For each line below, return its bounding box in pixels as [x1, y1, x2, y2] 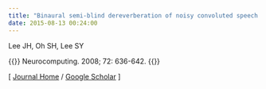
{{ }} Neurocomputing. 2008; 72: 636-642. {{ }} [8, 56, 161, 66]
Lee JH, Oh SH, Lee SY [8, 41, 84, 50]
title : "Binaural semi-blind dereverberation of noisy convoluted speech [8, 11, 259, 20]
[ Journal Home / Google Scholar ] [8, 72, 121, 81]
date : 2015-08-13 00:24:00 [8, 19, 98, 27]
